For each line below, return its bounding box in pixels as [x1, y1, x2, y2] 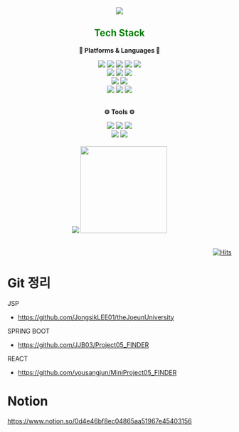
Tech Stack [94, 27, 145, 39]
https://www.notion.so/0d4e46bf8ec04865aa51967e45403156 [7, 416, 192, 425]
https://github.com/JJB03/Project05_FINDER [17, 340, 149, 349]
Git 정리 [7, 275, 51, 291]
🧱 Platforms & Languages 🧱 [78, 46, 161, 54]
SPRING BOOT [7, 326, 50, 335]
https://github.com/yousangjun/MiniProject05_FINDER [17, 368, 177, 376]
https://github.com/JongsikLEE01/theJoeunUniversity [17, 313, 174, 322]
